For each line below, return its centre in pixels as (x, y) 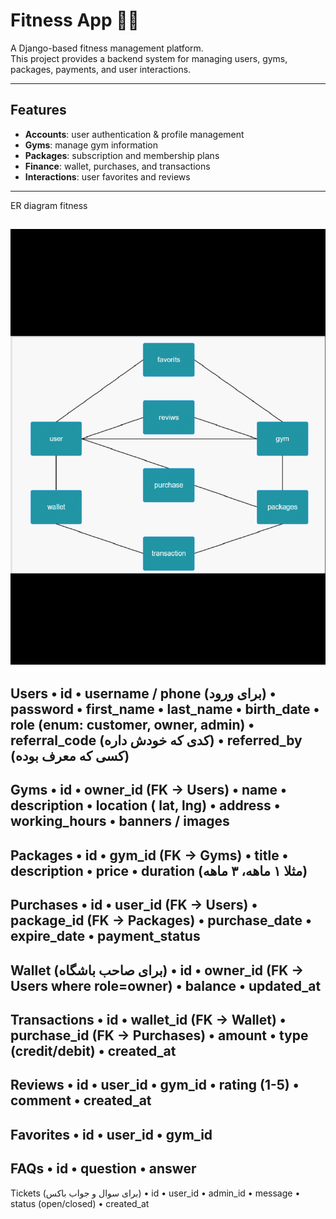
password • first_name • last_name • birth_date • (165, 709)
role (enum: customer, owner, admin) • (132, 725)
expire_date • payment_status (105, 936)
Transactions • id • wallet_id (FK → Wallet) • (148, 1019)
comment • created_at (81, 1100)
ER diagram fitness (49, 205)
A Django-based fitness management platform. (107, 48)
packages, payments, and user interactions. (101, 69)
